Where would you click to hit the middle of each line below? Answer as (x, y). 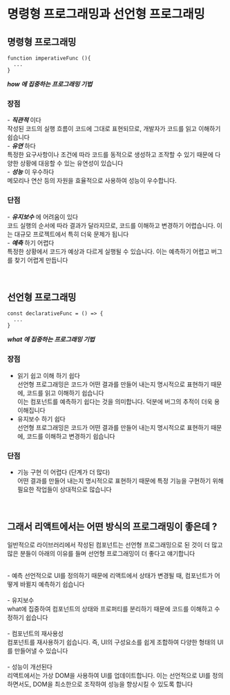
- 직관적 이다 (24, 120)
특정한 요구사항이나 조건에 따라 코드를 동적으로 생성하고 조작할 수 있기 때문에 (111, 155)
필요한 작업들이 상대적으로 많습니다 (64, 489)
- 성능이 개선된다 (30, 667)
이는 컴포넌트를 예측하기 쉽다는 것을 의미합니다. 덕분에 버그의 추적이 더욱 (115, 401)
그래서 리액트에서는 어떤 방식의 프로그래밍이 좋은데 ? (112, 527)
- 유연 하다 (21, 146)
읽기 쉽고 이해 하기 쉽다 (49, 375)
